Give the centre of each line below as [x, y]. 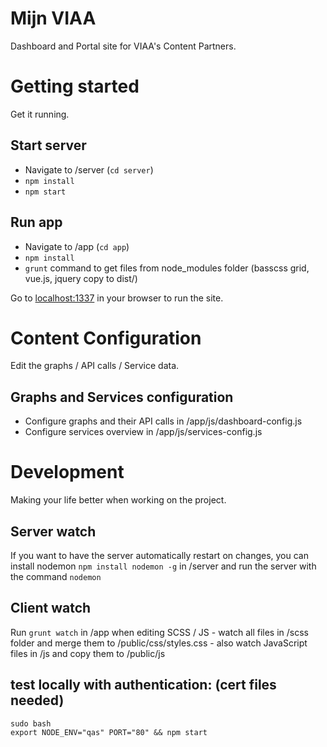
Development [67, 472]
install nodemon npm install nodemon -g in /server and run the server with [163, 566]
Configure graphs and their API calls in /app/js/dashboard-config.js [163, 421]
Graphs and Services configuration [122, 397]
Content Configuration [106, 338]
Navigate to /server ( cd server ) [89, 169]
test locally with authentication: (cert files [143, 685]
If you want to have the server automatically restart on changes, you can [159, 555]
